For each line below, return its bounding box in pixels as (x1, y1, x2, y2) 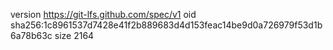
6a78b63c (10, 30, 53, 41)
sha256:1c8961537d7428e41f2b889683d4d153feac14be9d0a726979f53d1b (10, 19, 323, 31)
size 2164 (54, 30, 95, 41)
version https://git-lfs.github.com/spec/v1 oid (10, 9, 197, 20)
